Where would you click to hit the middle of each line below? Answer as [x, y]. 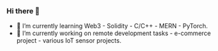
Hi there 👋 [23, 11]
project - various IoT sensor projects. [69, 41]
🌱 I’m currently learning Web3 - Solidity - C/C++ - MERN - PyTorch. [112, 26]
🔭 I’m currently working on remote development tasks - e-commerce [113, 33]
